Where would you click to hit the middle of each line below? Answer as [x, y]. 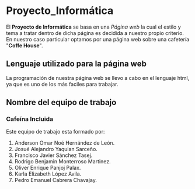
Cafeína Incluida [30, 119]
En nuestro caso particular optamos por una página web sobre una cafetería [98, 39]
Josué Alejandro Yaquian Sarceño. [56, 149]
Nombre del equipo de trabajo [61, 102]
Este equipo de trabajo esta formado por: [55, 132]
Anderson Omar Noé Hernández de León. [65, 143]
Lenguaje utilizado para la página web [76, 64]
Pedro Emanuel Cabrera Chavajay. [56, 180]
